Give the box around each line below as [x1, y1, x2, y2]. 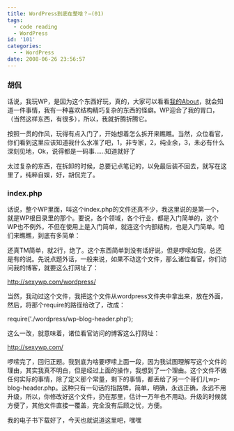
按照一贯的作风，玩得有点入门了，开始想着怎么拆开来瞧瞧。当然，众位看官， [7, 130, 227, 138]
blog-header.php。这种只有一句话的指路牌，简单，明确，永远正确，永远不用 [7, 383, 226, 392]
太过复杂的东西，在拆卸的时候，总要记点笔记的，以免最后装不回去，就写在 [7, 162, 221, 170]
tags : [7, 17, 23, 24]
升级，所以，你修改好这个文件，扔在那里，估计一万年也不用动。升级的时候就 [7, 393, 227, 401]
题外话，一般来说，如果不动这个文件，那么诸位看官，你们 [55, 255, 221, 263]
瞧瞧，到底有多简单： [19, 231, 81, 240]
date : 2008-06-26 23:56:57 [7, 56, 86, 63]
